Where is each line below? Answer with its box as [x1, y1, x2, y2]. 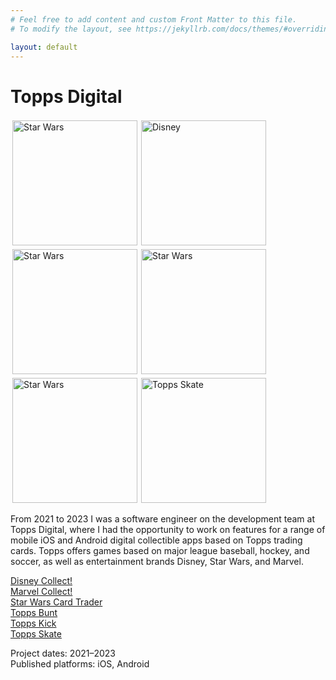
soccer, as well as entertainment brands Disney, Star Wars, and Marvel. [10, 556, 304, 568]
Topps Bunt [10, 607, 58, 619]
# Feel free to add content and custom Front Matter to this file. [10, 14, 298, 25]
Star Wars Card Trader [10, 596, 103, 608]
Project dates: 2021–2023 [10, 647, 116, 660]
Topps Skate [10, 628, 62, 640]
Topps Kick [10, 617, 57, 630]
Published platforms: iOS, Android [10, 658, 150, 670]
